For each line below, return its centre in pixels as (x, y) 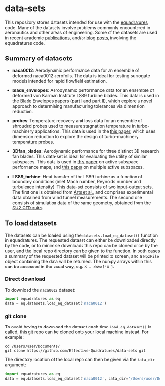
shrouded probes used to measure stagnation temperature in (74, 126)
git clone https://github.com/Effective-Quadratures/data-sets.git (76, 350)
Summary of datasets (39, 59)
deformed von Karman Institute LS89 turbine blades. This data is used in (85, 95)
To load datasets (31, 223)
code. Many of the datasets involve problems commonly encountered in (78, 27)
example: (14, 337)
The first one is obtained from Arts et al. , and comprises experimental (82, 192)
